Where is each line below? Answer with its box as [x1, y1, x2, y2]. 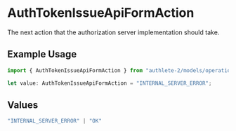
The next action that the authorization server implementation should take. [7, 28, 220, 36]
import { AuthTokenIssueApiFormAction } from [7, 67, 143, 74]
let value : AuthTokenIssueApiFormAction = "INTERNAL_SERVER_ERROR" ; [7, 79, 212, 87]
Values [7, 99, 39, 111]
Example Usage [7, 48, 77, 60]
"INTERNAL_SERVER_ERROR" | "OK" [7, 118, 102, 125]
